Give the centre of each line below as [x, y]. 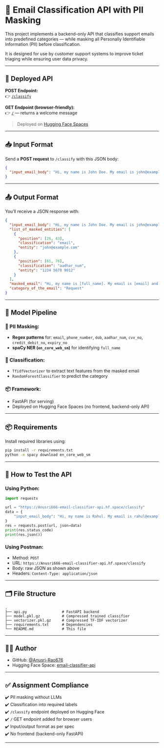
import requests [21, 499]
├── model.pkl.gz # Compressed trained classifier [68, 616]
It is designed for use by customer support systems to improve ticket [74, 54]
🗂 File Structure [31, 594]
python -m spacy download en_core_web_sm [48, 455]
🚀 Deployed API [29, 79]
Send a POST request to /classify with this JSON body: [62, 159]
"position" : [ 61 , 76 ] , [41, 261]
